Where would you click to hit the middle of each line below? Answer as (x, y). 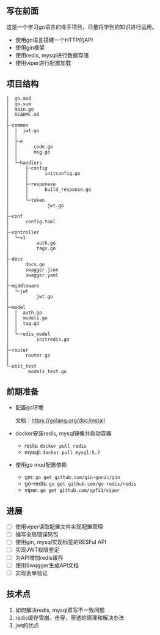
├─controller (23, 232)
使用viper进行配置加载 (43, 62)
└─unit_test (21, 366)
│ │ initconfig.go (43, 173)
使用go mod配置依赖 (41, 465)
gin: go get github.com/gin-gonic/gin (72, 477)
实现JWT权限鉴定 (37, 550)
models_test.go (48, 371)
